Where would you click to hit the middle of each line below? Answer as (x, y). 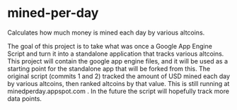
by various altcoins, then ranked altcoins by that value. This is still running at (118, 83)
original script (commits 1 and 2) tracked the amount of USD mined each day (119, 76)
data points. (25, 98)
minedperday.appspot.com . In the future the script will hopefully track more (118, 91)
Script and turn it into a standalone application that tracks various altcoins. (116, 54)
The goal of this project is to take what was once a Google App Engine (110, 46)
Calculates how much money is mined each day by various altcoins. (106, 32)
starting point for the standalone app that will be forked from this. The (109, 68)
